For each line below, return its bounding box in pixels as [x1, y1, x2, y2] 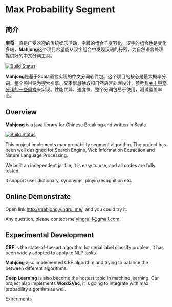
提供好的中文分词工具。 [5, 53, 55, 58]
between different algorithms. [5, 265, 68, 271]
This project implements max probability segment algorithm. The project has [5, 141, 166, 147]
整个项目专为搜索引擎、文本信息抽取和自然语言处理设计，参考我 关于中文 [14, 80, 167, 86]
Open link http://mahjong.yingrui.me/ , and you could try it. [5, 206, 127, 212]
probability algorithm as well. [5, 286, 67, 292]
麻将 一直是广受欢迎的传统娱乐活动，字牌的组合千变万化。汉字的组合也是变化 [5, 40, 167, 46]
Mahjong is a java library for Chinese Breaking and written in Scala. [5, 121, 147, 128]
